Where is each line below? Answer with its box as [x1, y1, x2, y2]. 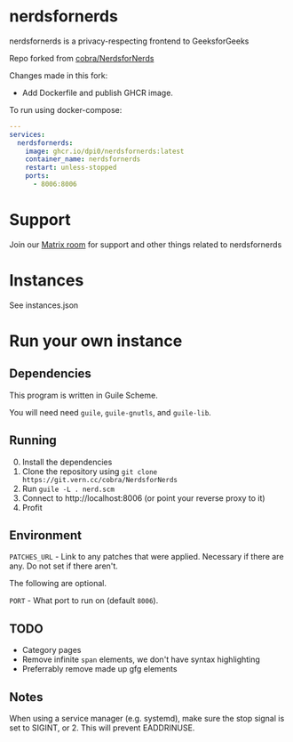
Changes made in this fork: [9, 69, 108, 81]
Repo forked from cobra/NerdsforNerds [9, 52, 154, 63]
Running [9, 433, 58, 448]
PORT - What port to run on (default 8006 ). [9, 595, 159, 606]
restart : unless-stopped [25, 163, 117, 173]
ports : [25, 172, 50, 181]
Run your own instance [9, 331, 183, 351]
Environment [9, 528, 83, 544]
